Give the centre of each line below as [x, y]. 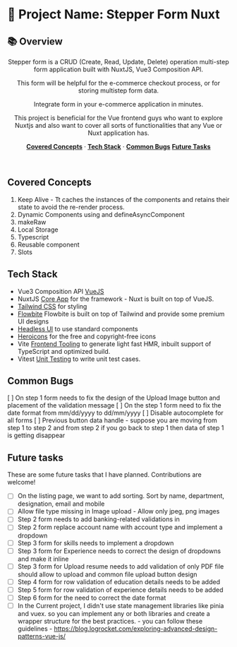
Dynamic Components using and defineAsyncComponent [101, 214]
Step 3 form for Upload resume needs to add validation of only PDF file [121, 566]
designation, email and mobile [61, 504]
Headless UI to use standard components [78, 328]
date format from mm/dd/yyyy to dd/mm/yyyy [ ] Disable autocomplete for [115, 413]
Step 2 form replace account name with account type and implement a [120, 527]
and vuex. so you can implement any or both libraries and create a [114, 613]
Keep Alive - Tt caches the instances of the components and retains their [123, 199]
